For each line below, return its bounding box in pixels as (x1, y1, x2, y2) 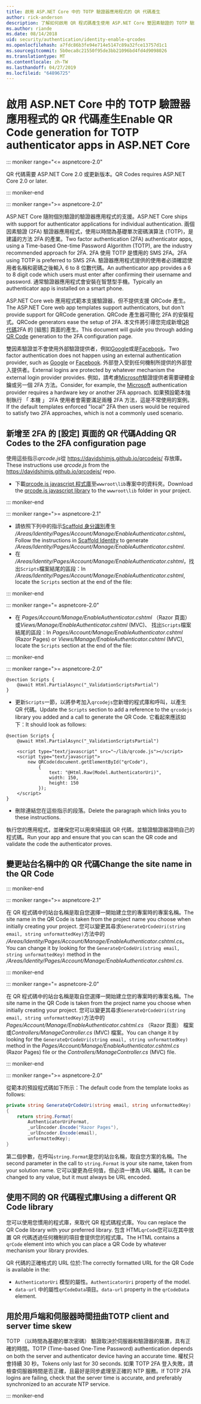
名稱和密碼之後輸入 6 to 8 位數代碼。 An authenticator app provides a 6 (16, 264, 191, 271)
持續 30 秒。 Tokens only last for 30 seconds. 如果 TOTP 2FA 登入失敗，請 (11, 1360, 193, 1367)
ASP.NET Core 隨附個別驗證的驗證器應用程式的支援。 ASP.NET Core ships (6, 213, 188, 220)
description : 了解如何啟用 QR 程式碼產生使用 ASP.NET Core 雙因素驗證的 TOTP (6, 20, 187, 26)
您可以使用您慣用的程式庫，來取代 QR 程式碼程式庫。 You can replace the (6, 1218, 187, 1226)
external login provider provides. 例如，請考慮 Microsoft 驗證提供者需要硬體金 (6, 374, 195, 381)
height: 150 (48, 780, 79, 786)
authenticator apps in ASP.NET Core (6, 138, 190, 152)
